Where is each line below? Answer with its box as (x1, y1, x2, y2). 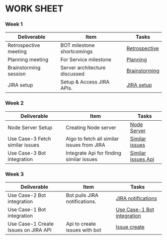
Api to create (66, 221, 96, 228)
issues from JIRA (66, 141, 105, 148)
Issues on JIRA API (7, 227, 52, 234)
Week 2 (5, 100, 24, 107)
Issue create (116, 224, 145, 231)
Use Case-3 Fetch (7, 135, 51, 142)
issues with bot (66, 227, 101, 234)
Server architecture (60, 64, 106, 71)
